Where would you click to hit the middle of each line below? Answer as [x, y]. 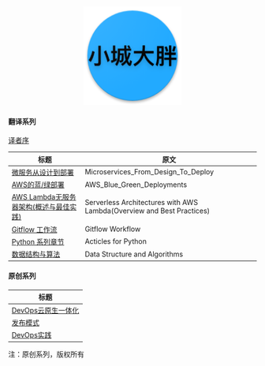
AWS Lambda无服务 [44, 197]
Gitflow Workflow [113, 229]
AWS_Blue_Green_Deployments [136, 185]
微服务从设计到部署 [43, 172]
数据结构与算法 [36, 254]
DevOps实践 [32, 335]
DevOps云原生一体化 [45, 310]
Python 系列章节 [38, 241]
